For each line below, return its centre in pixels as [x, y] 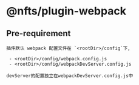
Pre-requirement [39, 33]
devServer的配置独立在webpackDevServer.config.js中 [70, 76]
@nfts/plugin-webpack [66, 11]
